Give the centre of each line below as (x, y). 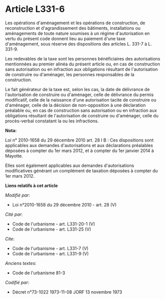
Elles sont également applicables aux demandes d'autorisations (70, 165)
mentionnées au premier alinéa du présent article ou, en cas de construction (82, 64)
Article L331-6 (35, 9)
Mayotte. (14, 156)
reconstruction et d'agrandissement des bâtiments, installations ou (73, 28)
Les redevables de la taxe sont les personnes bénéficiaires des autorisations (83, 58)
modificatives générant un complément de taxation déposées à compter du (82, 171)
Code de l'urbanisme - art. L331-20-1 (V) (53, 224)
